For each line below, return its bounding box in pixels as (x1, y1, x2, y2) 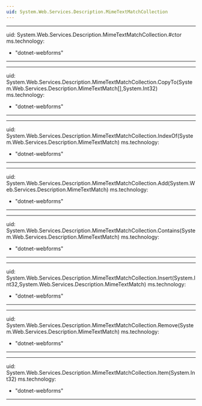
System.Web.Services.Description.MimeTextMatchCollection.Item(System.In (6, 369, 195, 376)
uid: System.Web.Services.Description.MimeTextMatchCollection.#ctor (6, 31, 182, 38)
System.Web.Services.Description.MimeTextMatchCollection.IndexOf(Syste (6, 132, 194, 139)
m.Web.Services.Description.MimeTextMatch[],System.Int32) (6, 85, 158, 92)
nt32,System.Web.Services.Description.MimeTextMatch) (6, 280, 147, 288)
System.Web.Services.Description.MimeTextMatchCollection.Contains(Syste (6, 227, 196, 234)
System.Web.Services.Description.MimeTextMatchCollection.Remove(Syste (6, 321, 194, 328)
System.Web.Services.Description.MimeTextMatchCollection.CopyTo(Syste (6, 78, 193, 85)
